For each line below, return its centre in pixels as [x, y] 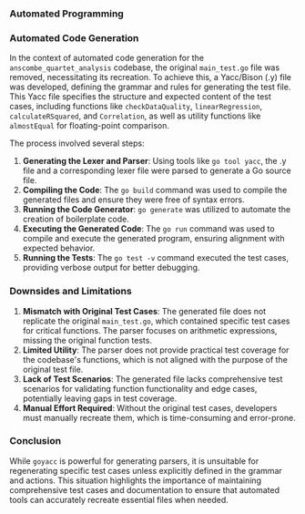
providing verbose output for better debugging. [111, 268]
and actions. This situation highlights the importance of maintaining [136, 480]
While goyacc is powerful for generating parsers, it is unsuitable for [134, 461]
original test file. [53, 369]
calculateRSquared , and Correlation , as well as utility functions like [135, 116]
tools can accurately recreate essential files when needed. [119, 499]
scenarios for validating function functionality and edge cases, [140, 388]
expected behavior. [59, 248]
